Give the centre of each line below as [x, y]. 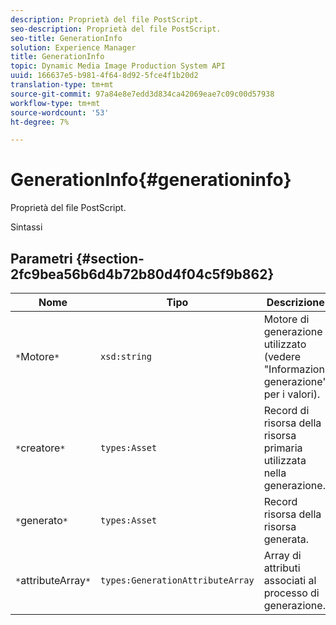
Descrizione [295, 302]
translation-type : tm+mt [62, 85]
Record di [286, 410]
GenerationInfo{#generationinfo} [151, 180]
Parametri [41, 258]
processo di [291, 593]
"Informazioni [295, 369]
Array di [282, 555]
